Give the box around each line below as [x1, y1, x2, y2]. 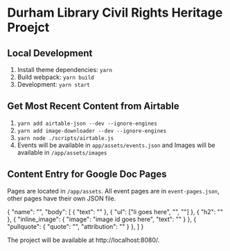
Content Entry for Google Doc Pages [7, 168, 167, 180]
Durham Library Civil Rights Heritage [7, 5, 223, 21]
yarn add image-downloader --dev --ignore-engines [17, 127, 167, 135]
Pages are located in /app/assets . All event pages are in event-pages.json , [7, 187, 220, 195]
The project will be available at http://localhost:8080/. [7, 236, 160, 244]
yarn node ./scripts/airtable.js [17, 135, 114, 141]
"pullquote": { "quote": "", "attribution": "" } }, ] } [7, 222, 144, 230]
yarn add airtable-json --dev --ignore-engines [17, 120, 157, 127]
